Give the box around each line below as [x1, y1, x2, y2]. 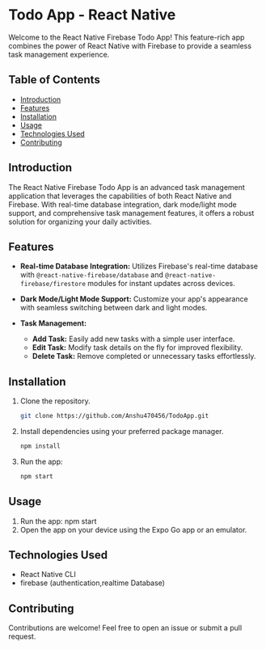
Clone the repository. [19, 396, 91, 406]
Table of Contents [8, 73, 101, 86]
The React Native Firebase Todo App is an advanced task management [8, 182, 245, 192]
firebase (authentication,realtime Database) [19, 578, 166, 588]
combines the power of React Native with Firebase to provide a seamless [8, 40, 252, 50]
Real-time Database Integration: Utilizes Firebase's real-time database [19, 261, 259, 272]
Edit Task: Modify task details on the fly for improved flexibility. [32, 343, 243, 352]
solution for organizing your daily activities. [8, 217, 152, 226]
